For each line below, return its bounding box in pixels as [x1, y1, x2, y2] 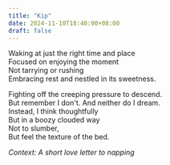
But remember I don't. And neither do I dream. [8, 98, 160, 108]
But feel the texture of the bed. [8, 132, 110, 142]
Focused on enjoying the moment [8, 57, 119, 66]
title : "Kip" [8, 11, 52, 20]
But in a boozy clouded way [8, 115, 100, 125]
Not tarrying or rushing [8, 66, 84, 75]
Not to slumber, [8, 123, 59, 133]
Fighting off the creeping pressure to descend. [8, 90, 163, 99]
